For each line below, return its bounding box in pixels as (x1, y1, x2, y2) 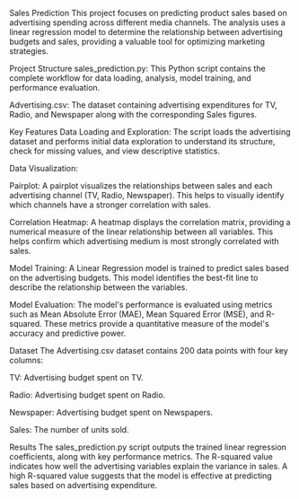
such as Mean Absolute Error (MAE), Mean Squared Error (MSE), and (9, 309, 265, 320)
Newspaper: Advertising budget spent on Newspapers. (9, 407, 214, 417)
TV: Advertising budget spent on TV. (9, 372, 144, 382)
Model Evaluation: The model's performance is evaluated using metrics (9, 300, 273, 310)
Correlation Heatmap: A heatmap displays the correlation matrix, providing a (9, 217, 291, 227)
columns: (9, 355, 44, 365)
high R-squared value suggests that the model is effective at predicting (9, 470, 272, 481)
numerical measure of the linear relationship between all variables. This (9, 226, 274, 237)
